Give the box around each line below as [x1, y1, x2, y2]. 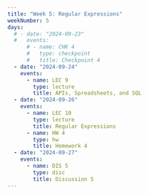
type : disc [33, 168, 66, 176]
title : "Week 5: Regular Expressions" [7, 10, 123, 18]
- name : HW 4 [26, 129, 66, 136]
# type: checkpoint [26, 50, 91, 58]
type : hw [33, 136, 59, 143]
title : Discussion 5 [33, 176, 94, 183]
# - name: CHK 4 [26, 43, 75, 50]
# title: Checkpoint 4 [26, 57, 101, 64]
